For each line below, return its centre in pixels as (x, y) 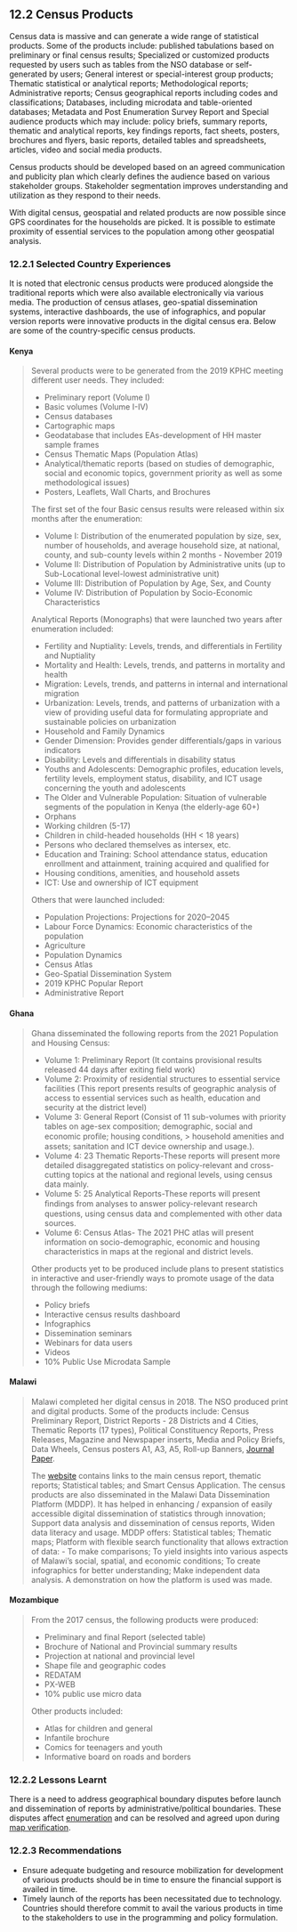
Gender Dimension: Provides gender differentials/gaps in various (163, 741)
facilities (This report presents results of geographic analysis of (161, 1088)
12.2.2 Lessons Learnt (58, 1780)
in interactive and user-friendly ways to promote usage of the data (153, 1278)
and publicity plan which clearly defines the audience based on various (140, 176)
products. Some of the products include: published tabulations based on (141, 45)
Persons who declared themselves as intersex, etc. (137, 845)
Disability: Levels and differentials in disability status (140, 759)
